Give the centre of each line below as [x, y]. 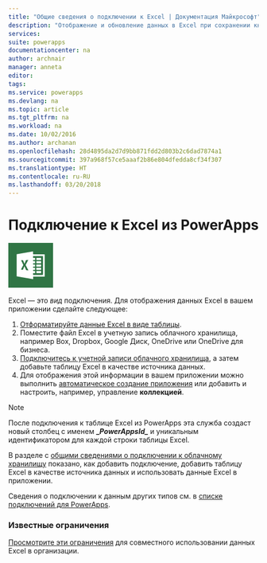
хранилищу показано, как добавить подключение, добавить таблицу [125, 464]
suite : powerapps [37, 42]
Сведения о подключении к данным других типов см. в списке [116, 496]
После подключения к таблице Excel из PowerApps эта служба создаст [130, 423]
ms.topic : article [39, 109]
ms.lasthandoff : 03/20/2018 [55, 185]
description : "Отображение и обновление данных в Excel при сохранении [129, 25]
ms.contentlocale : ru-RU [49, 176]
